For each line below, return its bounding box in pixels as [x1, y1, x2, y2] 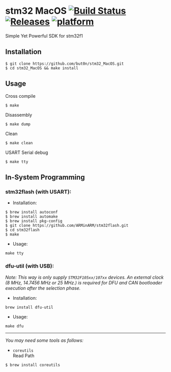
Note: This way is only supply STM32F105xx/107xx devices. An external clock [5, 274, 164, 280]
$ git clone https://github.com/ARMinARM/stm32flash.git [5, 223, 129, 228]
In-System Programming [5, 173, 85, 181]
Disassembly [5, 112, 32, 118]
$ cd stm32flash [5, 227, 40, 233]
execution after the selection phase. [5, 285, 81, 291]
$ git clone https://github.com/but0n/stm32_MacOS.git [5, 61, 124, 66]
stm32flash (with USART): [5, 188, 72, 195]
